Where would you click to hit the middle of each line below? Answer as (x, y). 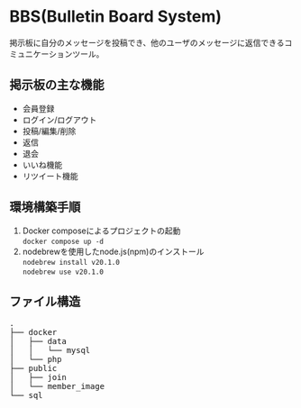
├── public (33, 368)
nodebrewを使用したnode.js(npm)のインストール (113, 251)
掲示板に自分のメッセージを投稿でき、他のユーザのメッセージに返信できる (147, 42)
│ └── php (36, 359)
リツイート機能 (50, 176)
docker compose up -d (63, 241)
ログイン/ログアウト (59, 120)
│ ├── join (38, 377)
